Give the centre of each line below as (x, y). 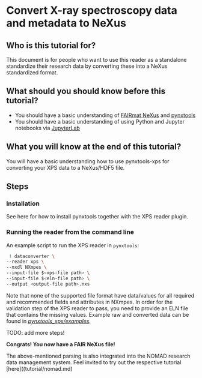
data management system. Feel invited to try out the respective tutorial (94, 362)
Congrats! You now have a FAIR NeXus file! (61, 344)
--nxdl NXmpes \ (26, 268)
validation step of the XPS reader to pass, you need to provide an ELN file (97, 308)
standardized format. (32, 72)
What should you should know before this (86, 91)
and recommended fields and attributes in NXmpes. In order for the (90, 302)
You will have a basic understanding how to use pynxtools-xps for (88, 161)
